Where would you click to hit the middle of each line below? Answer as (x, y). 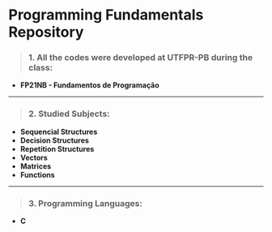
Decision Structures (54, 140)
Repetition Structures (57, 148)
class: (40, 68)
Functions (37, 174)
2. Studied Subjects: (69, 114)
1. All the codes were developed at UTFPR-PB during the (140, 58)
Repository (46, 32)
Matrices (36, 166)
